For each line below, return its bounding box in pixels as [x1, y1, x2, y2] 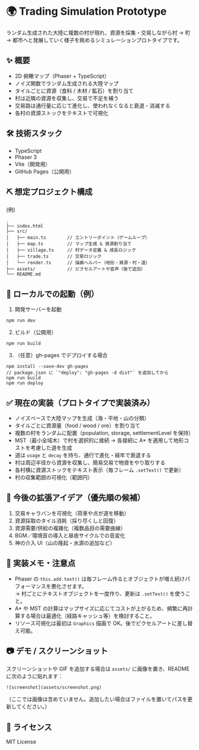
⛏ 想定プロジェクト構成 [6, 187, 93, 197]
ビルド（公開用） [14, 329, 57, 336]
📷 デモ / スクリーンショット [6, 646, 108, 656]
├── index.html [6, 223, 44, 229]
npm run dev [6, 318, 36, 323]
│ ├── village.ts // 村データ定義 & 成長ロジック [6, 247, 136, 254]
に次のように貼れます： [6, 673, 63, 680]
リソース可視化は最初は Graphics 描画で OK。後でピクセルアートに [14, 620, 178, 627]
